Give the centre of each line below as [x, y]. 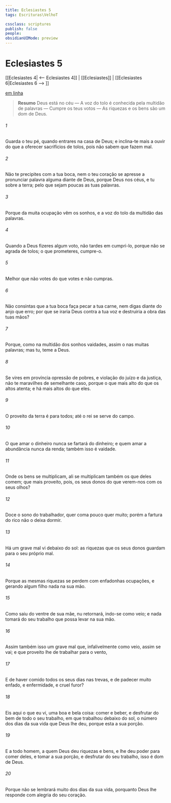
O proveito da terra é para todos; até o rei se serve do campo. [70, 416]
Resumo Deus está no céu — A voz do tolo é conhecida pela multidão [91, 103]
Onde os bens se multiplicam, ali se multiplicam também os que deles [78, 476]
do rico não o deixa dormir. [34, 520]
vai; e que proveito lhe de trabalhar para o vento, [56, 652]
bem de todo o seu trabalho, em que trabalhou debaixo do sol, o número [81, 718]
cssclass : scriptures [28, 24]
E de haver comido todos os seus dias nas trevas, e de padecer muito [78, 680]
